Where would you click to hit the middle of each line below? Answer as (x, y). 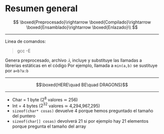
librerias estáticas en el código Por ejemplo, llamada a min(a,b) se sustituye (81, 65)
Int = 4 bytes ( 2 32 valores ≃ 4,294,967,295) (56, 105)
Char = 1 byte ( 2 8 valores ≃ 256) (45, 99)
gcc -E (24, 51)
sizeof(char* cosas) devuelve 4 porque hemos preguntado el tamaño (83, 111)
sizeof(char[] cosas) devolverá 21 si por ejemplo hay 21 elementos (80, 121)
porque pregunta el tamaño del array (49, 126)
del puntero (24, 116)
